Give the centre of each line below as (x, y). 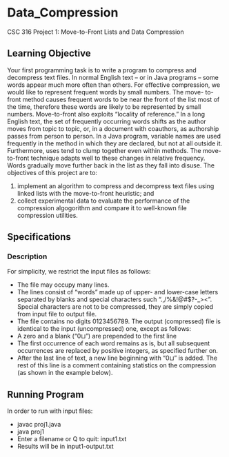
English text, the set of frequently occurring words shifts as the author (107, 121)
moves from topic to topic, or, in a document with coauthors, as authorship (113, 128)
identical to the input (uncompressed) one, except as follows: (104, 329)
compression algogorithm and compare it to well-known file (102, 207)
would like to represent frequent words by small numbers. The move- (106, 92)
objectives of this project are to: (52, 172)
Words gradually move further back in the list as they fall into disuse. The (111, 165)
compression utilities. (47, 215)
